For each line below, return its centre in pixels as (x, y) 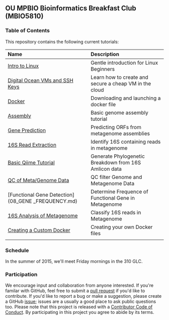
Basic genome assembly (119, 112)
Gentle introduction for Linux (124, 63)
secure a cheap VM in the (121, 83)
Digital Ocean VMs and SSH (41, 80)
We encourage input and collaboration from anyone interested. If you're (79, 286)
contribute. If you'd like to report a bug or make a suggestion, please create (83, 296)
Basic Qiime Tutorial (31, 162)
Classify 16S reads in (116, 212)
